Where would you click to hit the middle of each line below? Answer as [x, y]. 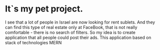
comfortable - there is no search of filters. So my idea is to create [70, 32]
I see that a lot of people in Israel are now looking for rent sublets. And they [80, 22]
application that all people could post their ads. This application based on [78, 37]
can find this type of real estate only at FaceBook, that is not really [71, 27]
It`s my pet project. [44, 9]
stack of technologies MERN [33, 42]
